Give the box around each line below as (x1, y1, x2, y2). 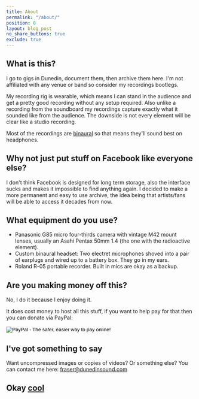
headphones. (6, 136, 39, 143)
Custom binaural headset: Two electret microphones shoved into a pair (14, 250, 190, 258)
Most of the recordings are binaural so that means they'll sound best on (6, 129, 182, 137)
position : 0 (6, 20, 36, 26)
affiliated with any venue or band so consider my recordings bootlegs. (6, 81, 179, 88)
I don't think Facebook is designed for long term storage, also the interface (6, 179, 191, 186)
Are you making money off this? (6, 280, 127, 291)
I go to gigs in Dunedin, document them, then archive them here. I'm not (6, 74, 183, 81)
